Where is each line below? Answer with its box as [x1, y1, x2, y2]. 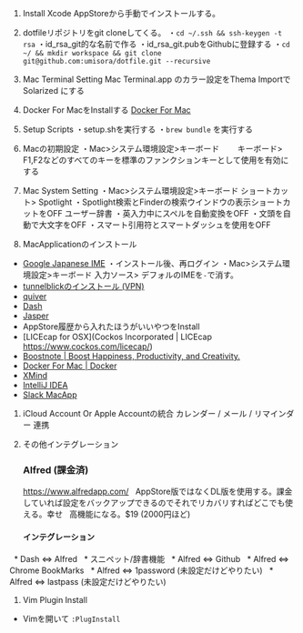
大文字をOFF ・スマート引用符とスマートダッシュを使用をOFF [38, 219, 271, 230]
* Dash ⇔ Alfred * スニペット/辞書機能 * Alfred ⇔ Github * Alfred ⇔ [13, 553, 289, 564]
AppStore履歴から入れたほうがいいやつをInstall [22, 321, 200, 332]
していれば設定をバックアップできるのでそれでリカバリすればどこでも [22, 497, 286, 508]
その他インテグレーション [22, 439, 119, 449]
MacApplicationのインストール [22, 239, 137, 249]
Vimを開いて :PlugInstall [22, 613, 121, 624]
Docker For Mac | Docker [22, 360, 117, 371]
